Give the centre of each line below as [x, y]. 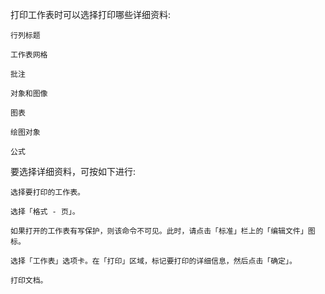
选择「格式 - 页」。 [45, 212]
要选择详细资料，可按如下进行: [73, 171]
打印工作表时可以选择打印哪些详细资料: [91, 14]
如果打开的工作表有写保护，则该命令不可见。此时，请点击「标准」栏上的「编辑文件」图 [163, 231]
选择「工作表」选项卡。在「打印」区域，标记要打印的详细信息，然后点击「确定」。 [153, 261]
